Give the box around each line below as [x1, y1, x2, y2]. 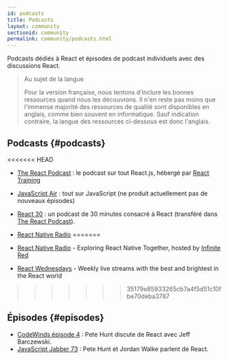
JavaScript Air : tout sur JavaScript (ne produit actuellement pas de [16, 189, 208, 197]
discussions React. [7, 62, 60, 70]
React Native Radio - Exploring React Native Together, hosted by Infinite [16, 243, 221, 252]
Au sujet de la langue [23, 75, 84, 83]
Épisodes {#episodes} [7, 312, 104, 324]
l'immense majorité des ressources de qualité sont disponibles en [23, 103, 209, 111]
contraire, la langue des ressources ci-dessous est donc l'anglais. [23, 117, 211, 125]
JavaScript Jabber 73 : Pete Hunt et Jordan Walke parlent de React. [16, 344, 209, 353]
